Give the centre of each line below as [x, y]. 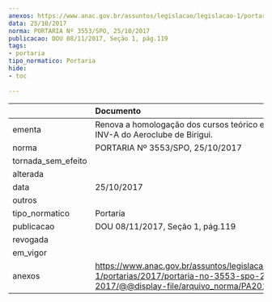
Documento [118, 111]
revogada [30, 239]
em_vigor [30, 253]
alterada [28, 174]
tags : [17, 46]
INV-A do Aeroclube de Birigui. [154, 134]
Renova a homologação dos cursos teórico [176, 124]
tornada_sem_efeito [50, 161]
